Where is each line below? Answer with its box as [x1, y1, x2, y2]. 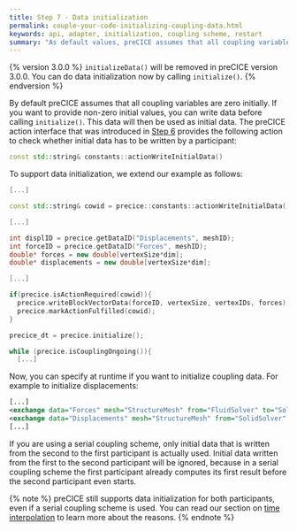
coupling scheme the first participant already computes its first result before [9, 466, 287, 477]
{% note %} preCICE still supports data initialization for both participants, [9, 493, 276, 504]
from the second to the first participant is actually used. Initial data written [9, 448, 278, 458]
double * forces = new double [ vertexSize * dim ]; [9, 250, 184, 259]
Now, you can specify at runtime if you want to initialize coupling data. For [9, 371, 278, 381]
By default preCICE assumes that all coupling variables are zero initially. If [9, 98, 278, 109]
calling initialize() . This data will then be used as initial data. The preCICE [9, 117, 286, 127]
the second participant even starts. [9, 475, 137, 487]
